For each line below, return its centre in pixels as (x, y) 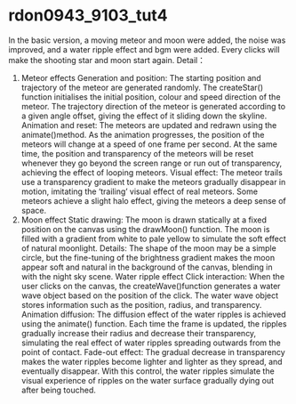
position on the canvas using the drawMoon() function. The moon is (145, 229)
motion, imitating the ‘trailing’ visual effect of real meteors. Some (140, 191)
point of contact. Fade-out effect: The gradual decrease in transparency (153, 351)
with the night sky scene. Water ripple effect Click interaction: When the (153, 276)
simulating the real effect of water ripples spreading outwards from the (151, 343)
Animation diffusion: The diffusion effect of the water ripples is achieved (153, 314)
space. (33, 210)
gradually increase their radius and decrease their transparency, (139, 333)
